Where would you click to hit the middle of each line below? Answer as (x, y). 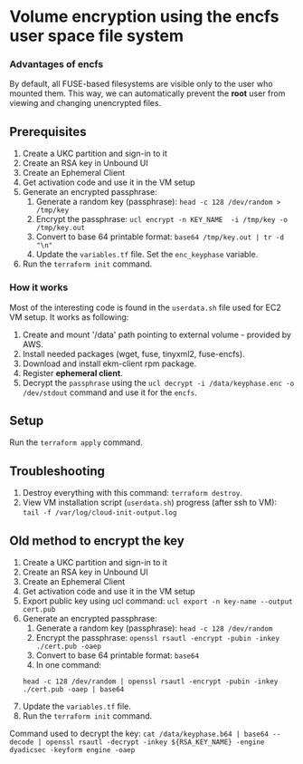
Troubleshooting (57, 471)
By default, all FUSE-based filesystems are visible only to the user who (141, 84)
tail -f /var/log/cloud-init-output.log (99, 513)
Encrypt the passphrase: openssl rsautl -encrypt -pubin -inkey (158, 638)
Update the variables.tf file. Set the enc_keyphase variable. (147, 255)
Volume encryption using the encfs (144, 17)
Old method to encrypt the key (97, 541)
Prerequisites (48, 132)
